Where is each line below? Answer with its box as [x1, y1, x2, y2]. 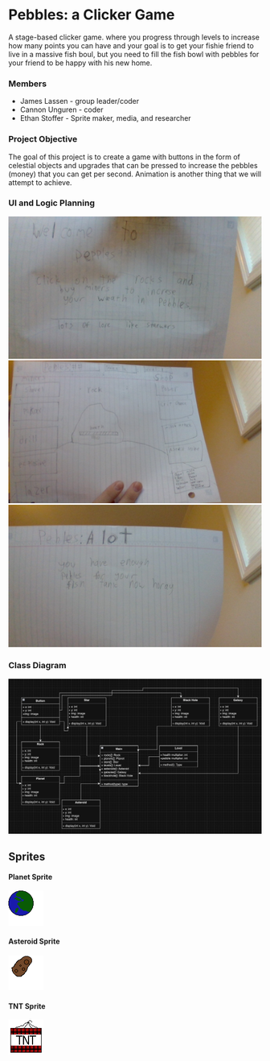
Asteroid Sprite [8, 936, 60, 947]
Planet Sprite [8, 872, 53, 882]
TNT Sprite [8, 1001, 46, 1011]
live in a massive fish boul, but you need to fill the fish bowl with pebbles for [8, 49, 260, 59]
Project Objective [8, 134, 78, 145]
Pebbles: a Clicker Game [8, 6, 175, 24]
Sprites [8, 849, 46, 863]
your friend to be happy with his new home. [8, 58, 153, 68]
